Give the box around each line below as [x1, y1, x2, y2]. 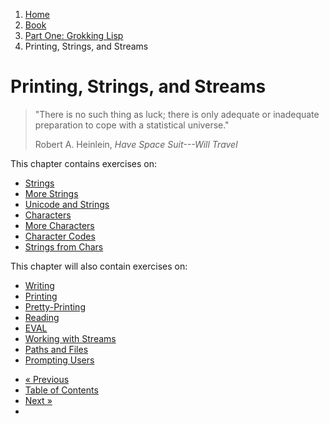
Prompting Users [24, 354, 95, 366]
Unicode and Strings [24, 198, 110, 210]
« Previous [24, 373, 70, 385]
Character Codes [24, 230, 96, 242]
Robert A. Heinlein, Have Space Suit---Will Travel [34, 138, 238, 150]
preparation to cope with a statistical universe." [34, 119, 230, 131]
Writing [24, 279, 55, 291]
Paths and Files [24, 343, 89, 355]
